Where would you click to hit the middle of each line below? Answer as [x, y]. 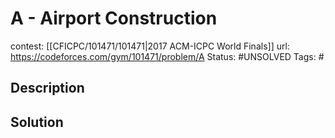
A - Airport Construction [114, 18]
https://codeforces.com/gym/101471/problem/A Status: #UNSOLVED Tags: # [167, 56]
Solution [37, 122]
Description [47, 88]
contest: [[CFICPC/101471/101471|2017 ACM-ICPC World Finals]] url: [150, 46]
